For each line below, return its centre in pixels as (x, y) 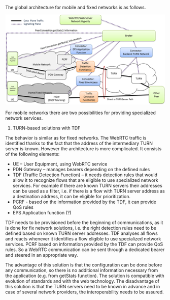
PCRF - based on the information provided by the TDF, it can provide (84, 202)
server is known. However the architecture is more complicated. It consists (83, 148)
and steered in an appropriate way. (42, 255)
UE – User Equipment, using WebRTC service (60, 164)
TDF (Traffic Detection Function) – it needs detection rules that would (85, 175)
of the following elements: (32, 154)
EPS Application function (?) (42, 212)
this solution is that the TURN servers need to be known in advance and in (83, 286)
